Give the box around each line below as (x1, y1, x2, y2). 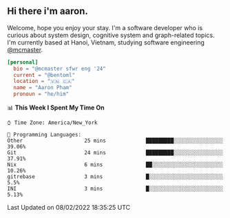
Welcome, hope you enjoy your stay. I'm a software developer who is (7, 23, 203, 32)
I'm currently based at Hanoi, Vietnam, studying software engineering (7, 38, 205, 47)
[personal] (7, 58, 39, 66)
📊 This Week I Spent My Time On (7, 104, 105, 112)
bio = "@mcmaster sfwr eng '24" (13, 65, 107, 72)
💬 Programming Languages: (7, 132, 81, 138)
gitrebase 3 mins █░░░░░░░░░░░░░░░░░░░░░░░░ (7, 173, 224, 180)
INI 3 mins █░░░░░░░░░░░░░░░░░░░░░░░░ (7, 185, 224, 193)
